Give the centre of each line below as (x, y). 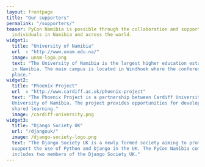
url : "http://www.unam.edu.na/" (56, 52)
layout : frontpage (30, 12)
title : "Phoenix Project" (45, 86)
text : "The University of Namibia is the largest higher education (99, 63)
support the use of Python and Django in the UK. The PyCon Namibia (101, 148)
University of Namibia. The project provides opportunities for (95, 103)
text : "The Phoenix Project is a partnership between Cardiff (92, 97)
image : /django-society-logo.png (54, 137)
